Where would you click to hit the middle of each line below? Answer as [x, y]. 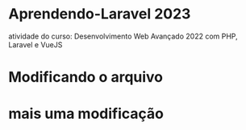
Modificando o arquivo [86, 77]
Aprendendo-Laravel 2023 [100, 14]
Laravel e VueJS [35, 44]
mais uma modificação [86, 114]
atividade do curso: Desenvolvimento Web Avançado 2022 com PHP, [123, 36]
